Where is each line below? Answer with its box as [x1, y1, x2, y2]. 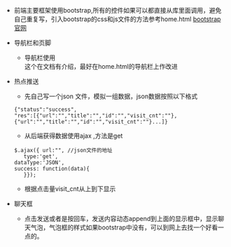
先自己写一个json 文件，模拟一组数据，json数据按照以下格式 [24, 92, 198, 100]
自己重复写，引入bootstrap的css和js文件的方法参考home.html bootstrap [13, 15, 221, 23]
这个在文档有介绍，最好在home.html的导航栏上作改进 [24, 62, 178, 70]
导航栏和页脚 [13, 39, 51, 47]
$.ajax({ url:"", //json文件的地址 [13, 147, 113, 154]
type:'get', [23, 153, 59, 160]
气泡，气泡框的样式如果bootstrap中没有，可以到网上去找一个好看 [30, 223, 218, 232]
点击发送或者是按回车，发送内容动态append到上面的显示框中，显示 [24, 215, 218, 222]
